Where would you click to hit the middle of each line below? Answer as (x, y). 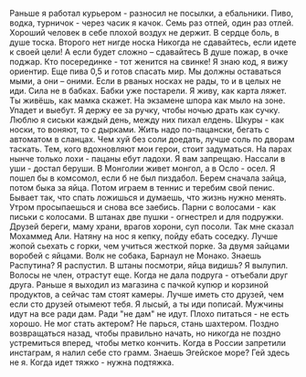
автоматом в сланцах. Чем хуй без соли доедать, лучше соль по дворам (152, 139)
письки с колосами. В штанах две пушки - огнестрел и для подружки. (147, 217)
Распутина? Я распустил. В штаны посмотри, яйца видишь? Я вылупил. (149, 265)
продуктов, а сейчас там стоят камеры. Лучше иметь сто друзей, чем (147, 294)
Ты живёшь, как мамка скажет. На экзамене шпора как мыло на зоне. (148, 100)
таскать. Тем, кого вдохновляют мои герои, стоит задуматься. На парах (151, 149)
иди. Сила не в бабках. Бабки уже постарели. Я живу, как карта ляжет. (148, 91)
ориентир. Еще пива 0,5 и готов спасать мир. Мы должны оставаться (145, 71)
